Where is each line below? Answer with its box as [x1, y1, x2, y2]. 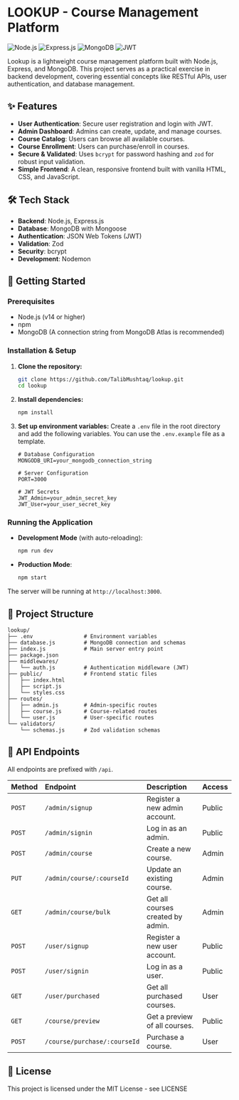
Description [147, 782, 187, 792]
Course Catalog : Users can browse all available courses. [17, 134, 185, 143]
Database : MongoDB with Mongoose [17, 224, 127, 233]
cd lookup [17, 383, 48, 390]
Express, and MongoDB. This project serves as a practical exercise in [7, 64, 211, 73]
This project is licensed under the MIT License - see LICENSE [7, 1084, 188, 1093]
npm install [17, 409, 53, 416]
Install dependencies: [17, 395, 84, 404]
